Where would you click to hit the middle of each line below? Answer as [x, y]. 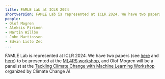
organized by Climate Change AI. [39, 71]
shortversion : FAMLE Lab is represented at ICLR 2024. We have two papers [83, 14]
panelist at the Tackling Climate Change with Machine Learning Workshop [80, 66]
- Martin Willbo [22, 32]
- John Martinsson [24, 37]
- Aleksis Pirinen [24, 28]
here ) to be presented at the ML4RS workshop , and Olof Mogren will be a [79, 61]
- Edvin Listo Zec [24, 42]
